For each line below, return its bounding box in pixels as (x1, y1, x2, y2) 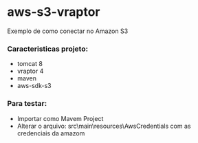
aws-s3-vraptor (7, 4, 100, 20)
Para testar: (7, 99, 47, 109)
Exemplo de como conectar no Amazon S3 (7, 27, 129, 35)
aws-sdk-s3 (16, 82, 52, 90)
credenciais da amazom (16, 129, 85, 137)
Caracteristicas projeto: (7, 44, 88, 54)
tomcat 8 (16, 60, 43, 68)
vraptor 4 (16, 67, 44, 76)
